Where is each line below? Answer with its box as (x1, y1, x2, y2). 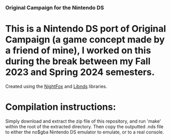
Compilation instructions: (5, 101, 116, 113)
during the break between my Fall (5, 56, 151, 67)
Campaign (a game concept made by (5, 34, 165, 45)
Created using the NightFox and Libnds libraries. (5, 83, 108, 89)
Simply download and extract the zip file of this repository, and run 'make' (5, 118, 161, 124)
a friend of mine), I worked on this (5, 45, 151, 56)
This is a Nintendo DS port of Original (5, 23, 166, 35)
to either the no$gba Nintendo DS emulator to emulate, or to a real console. (5, 129, 164, 135)
